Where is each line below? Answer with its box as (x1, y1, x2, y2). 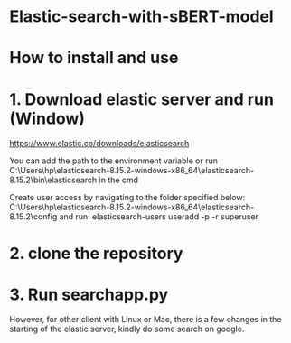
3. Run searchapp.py (9, 284, 169, 304)
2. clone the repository (9, 243, 183, 264)
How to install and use (9, 48, 179, 69)
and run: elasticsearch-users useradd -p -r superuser (59, 211, 259, 222)
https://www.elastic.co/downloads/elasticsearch (9, 138, 190, 149)
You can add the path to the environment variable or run (9, 155, 219, 166)
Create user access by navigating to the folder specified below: (9, 192, 246, 203)
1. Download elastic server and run (9, 88, 274, 109)
